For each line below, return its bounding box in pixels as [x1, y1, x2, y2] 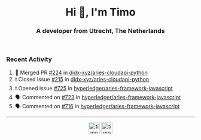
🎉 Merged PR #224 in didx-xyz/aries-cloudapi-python [14, 69, 148, 76]
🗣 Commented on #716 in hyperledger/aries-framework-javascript [14, 102, 180, 109]
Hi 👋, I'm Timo [65, 5, 136, 19]
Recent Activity [6, 55, 53, 63]
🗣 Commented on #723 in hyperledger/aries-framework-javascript [14, 93, 181, 101]
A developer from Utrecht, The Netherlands [36, 27, 165, 35]
